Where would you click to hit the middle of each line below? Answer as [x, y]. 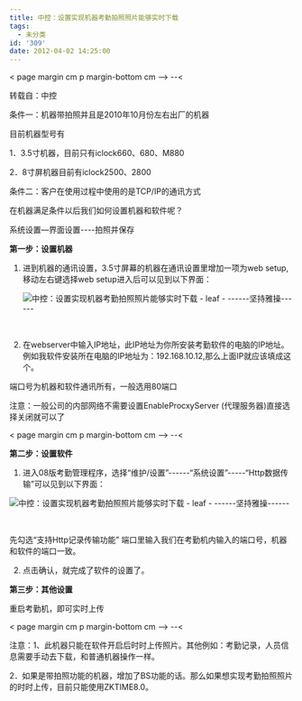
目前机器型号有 [37, 134]
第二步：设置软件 [41, 454]
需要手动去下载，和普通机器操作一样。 [88, 657]
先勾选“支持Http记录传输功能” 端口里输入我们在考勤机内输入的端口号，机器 [148, 540]
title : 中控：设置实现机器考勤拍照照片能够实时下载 [94, 18]
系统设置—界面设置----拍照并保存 [72, 230]
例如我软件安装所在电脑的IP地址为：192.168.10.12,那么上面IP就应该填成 [153, 356]
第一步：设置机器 [41, 249]
